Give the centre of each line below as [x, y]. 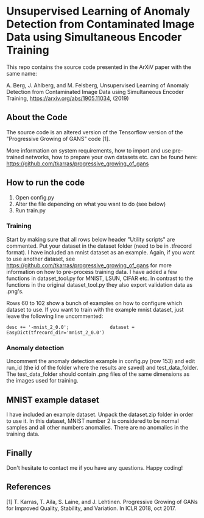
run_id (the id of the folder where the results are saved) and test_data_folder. [102, 368]
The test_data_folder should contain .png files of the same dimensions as [98, 374]
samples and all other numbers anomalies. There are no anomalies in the [97, 427]
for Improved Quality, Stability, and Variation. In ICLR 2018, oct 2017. [91, 508]
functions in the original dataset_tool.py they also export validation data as [100, 284]
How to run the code [46, 183]
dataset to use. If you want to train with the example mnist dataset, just [95, 309]
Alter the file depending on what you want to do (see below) [90, 204]
